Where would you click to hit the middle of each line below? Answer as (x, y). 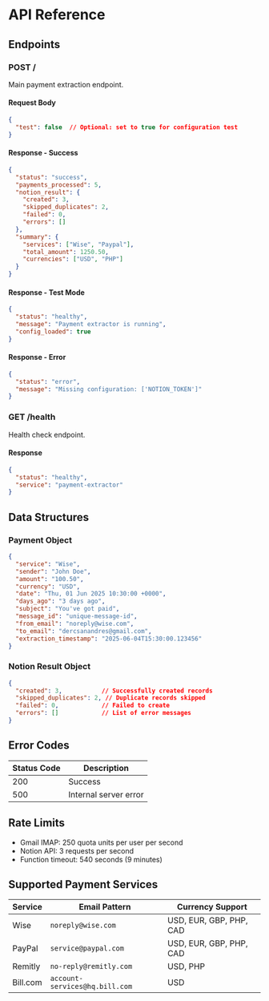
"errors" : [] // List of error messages (104, 713)
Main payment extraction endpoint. (66, 84)
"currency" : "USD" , (48, 587)
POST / (22, 67)
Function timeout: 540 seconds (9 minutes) (91, 859)
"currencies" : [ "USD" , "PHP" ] (73, 259)
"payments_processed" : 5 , (59, 185)
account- (67, 979)
